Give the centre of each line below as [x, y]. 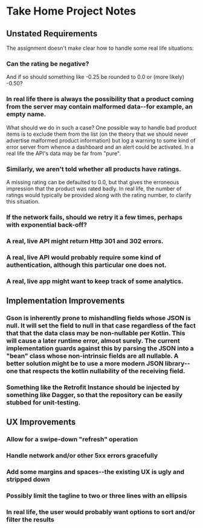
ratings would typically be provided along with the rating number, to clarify [99, 195]
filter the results [30, 520]
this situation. [23, 201]
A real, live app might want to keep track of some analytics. [95, 281]
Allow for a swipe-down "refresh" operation [72, 439]
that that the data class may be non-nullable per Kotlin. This [96, 333]
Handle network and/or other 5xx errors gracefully [82, 456]
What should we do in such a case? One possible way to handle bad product [101, 127]
